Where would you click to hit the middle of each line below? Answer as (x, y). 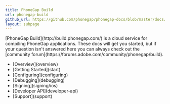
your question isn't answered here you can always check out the (73, 49)
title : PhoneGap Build (29, 10)
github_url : (18, 19)
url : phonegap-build (27, 15)
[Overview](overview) (35, 64)
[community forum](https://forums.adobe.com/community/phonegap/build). (84, 55)
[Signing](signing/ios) (35, 86)
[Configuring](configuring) (40, 75)
